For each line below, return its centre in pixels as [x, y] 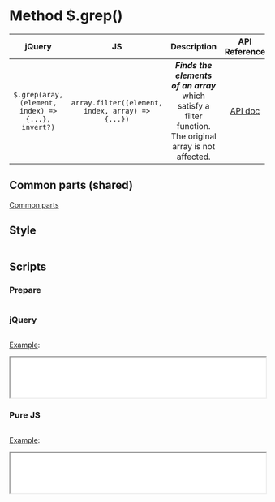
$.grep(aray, [39, 94]
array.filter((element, [117, 103]
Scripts [28, 266]
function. [193, 126]
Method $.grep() [66, 16]
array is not [194, 146]
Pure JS [25, 415]
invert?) [38, 127]
